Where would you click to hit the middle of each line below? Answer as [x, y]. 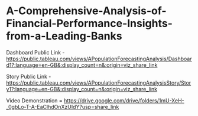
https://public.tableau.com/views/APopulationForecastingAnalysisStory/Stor [99, 83]
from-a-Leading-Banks [64, 36]
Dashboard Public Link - [35, 52]
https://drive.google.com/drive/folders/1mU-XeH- [124, 100]
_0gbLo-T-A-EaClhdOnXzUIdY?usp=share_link [63, 107]
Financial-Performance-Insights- [90, 23]
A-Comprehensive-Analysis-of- [86, 11]
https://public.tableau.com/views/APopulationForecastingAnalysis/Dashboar [99, 59]
